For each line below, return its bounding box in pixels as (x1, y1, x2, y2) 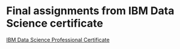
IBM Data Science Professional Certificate (6, 36, 110, 43)
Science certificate (6, 17, 103, 30)
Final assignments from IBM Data (6, 4, 175, 18)
